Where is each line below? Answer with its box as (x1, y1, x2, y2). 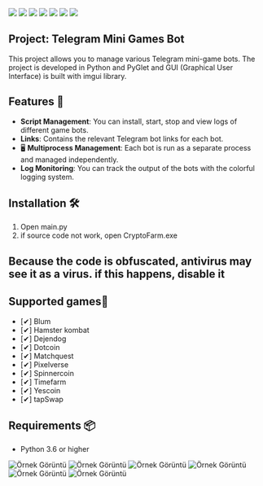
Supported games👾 (8, 295, 109, 309)
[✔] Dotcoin (20, 342, 60, 352)
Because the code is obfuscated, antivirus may (8, 254, 252, 268)
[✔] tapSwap (20, 394, 64, 404)
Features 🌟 (8, 94, 64, 109)
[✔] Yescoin (20, 385, 61, 395)
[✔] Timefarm (20, 377, 67, 387)
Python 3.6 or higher (20, 444, 90, 454)
